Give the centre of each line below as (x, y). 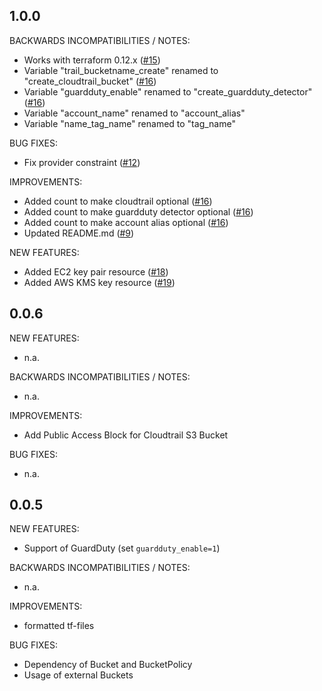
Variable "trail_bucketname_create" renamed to (121, 70)
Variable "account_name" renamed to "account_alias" (134, 113)
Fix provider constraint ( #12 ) (82, 162)
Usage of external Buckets (78, 675)
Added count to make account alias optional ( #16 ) (126, 222)
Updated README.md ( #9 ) (79, 233)
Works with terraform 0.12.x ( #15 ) (92, 60)
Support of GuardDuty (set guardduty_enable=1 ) (122, 548)
